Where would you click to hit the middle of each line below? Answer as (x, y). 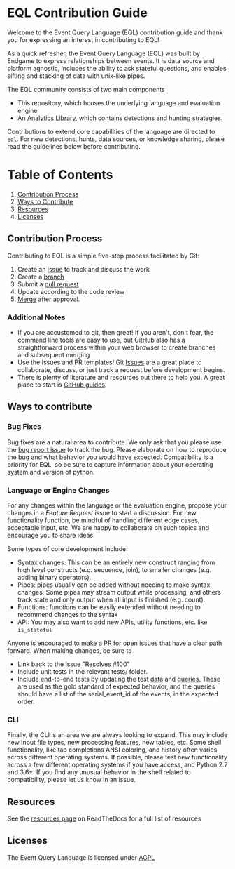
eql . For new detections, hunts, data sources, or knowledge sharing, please (116, 139)
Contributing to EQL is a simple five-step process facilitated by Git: (103, 256)
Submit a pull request (48, 284)
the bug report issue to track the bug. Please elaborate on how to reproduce (117, 449)
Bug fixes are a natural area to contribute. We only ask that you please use (114, 442)
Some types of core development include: (67, 548)
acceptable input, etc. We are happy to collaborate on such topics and (108, 527)
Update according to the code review (71, 291)
